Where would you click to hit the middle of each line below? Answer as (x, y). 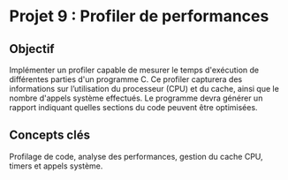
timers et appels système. (56, 166)
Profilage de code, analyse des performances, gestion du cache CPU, (136, 156)
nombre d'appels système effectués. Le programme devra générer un (136, 98)
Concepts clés (50, 135)
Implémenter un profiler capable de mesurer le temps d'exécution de (134, 70)
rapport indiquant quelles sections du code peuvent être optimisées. (133, 107)
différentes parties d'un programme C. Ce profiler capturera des (126, 79)
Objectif (32, 49)
